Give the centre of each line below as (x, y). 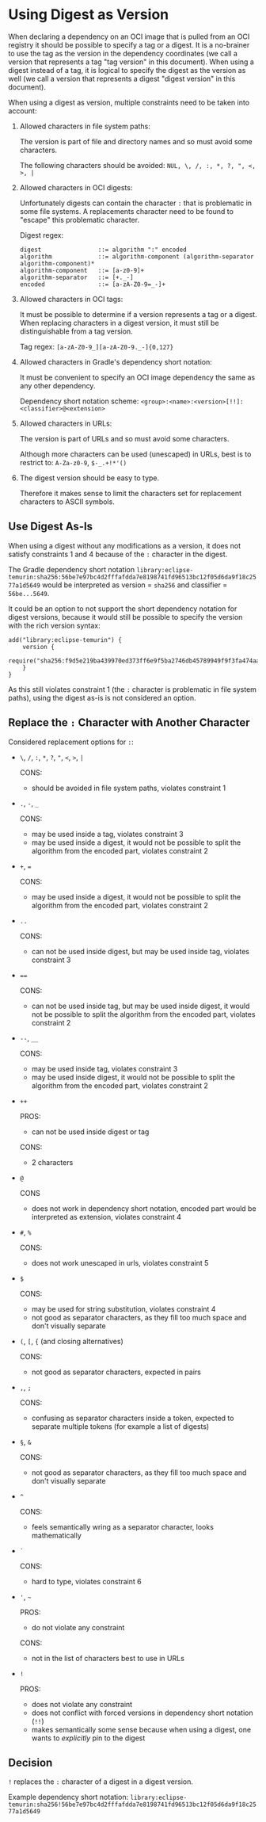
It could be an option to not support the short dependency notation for (123, 609)
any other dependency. (57, 385)
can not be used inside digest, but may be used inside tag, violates (140, 951)
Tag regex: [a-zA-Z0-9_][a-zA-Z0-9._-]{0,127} (97, 346)
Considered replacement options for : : (71, 742)
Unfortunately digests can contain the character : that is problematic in (135, 203)
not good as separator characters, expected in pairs (116, 1372)
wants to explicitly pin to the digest (88, 1738)
